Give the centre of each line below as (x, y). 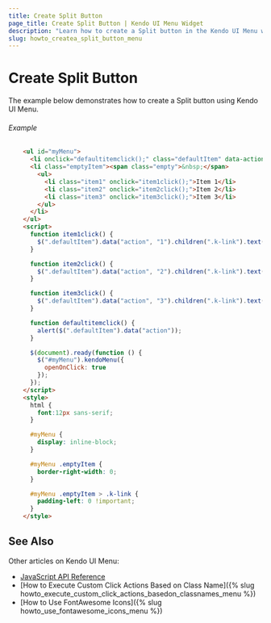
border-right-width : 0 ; (77, 472)
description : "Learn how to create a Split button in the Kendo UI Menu (133, 31)
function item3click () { (71, 294)
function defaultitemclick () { (82, 323)
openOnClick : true (75, 368)
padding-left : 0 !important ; (86, 501)
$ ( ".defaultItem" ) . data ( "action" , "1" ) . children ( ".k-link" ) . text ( (151, 242)
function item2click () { (71, 264)
